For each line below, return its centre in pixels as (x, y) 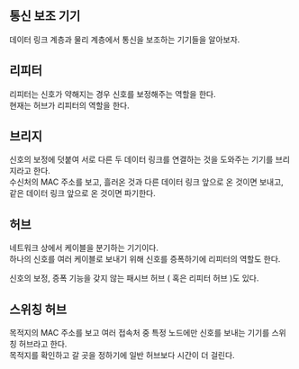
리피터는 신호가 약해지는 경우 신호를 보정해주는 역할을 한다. (113, 94)
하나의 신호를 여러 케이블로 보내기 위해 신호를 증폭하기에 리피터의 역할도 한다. (145, 259)
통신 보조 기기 (45, 16)
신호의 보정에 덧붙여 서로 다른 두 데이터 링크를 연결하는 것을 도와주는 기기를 (141, 159)
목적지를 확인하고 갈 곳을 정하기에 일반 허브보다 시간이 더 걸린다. (122, 355)
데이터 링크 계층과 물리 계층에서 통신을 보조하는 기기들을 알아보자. (125, 40)
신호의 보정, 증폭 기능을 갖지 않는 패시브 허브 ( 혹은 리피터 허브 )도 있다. (134, 278)
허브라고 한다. (43, 344)
